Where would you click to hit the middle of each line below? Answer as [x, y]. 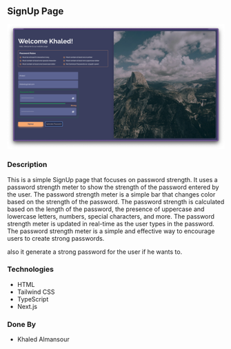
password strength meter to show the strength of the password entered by [113, 187]
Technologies [30, 270]
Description [27, 165]
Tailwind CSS [36, 292]
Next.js [27, 306]
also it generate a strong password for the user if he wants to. [95, 252]
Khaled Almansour [43, 339]
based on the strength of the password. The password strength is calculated [116, 201]
